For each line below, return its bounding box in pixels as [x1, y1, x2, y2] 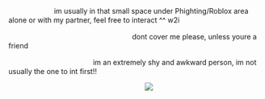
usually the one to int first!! [8, 67, 98, 76]
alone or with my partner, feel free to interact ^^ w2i [8, 15, 180, 25]
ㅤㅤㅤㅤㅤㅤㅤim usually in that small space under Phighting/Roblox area [8, 6, 249, 15]
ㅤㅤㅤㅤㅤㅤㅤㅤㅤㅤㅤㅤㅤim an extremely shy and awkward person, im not [8, 58, 257, 67]
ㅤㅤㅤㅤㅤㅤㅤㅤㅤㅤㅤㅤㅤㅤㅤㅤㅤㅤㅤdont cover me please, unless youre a [8, 32, 257, 41]
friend [8, 41, 28, 50]
